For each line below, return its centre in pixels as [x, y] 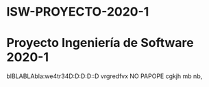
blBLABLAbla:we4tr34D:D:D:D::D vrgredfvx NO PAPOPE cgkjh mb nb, [104, 76]
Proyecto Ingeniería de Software [100, 43]
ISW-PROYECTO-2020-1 [78, 12]
